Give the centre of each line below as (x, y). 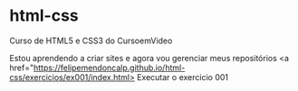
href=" (22, 68)
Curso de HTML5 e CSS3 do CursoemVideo (91, 41)
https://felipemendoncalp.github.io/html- (109, 68)
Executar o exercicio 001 (183, 77)
